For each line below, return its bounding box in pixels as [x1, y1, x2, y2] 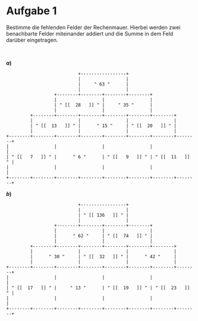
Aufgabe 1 [6, 4, 57, 18]
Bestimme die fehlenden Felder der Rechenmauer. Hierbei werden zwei [6, 24, 181, 31]
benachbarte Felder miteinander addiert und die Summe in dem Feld [6, 30, 174, 37]
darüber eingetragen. [6, 36, 58, 43]
